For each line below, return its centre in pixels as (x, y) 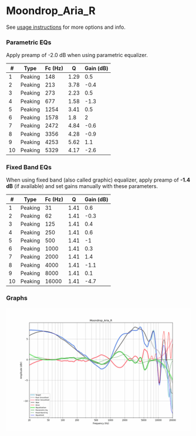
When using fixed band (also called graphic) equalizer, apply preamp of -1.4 (98, 180)
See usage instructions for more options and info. (66, 27)
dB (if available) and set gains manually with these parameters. (82, 186)
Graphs (17, 298)
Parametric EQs (29, 42)
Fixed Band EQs (29, 167)
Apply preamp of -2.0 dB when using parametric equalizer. (77, 55)
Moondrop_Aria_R (51, 11)
